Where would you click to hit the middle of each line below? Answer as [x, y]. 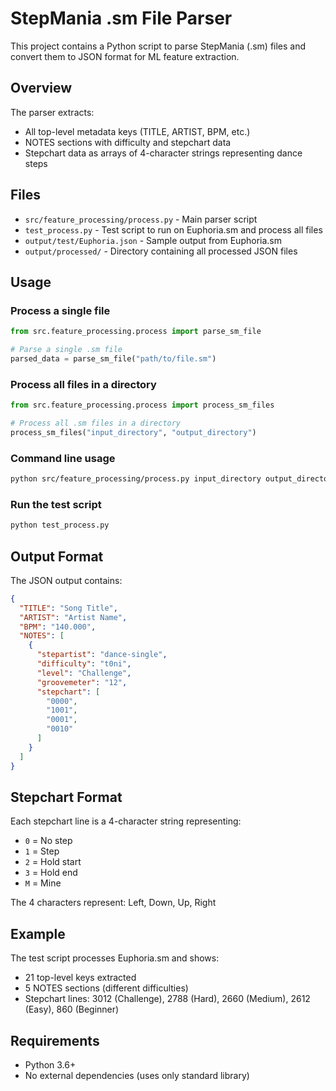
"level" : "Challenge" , [84, 673]
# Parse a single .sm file [66, 350]
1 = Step [42, 851]
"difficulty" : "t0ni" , [84, 664]
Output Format [57, 556]
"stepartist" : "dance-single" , [102, 655]
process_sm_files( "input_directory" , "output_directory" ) [133, 432]
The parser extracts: [52, 112]
